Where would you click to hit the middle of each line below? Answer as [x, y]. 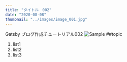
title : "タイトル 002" [28, 10]
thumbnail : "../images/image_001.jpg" [46, 19]
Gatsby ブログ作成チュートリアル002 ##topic [64, 34]
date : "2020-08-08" [26, 15]
